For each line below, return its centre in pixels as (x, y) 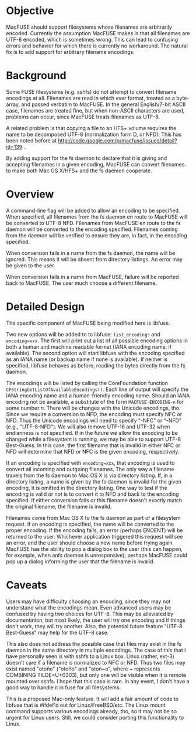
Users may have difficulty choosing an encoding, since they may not (88, 601)
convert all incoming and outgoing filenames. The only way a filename (90, 469)
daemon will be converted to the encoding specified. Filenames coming (92, 229)
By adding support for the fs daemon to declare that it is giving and (87, 158)
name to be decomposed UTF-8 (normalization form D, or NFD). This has (94, 134)
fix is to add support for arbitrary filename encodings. (71, 52)
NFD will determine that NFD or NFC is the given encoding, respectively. (93, 451)
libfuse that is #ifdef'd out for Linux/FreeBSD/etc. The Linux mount (86, 705)
